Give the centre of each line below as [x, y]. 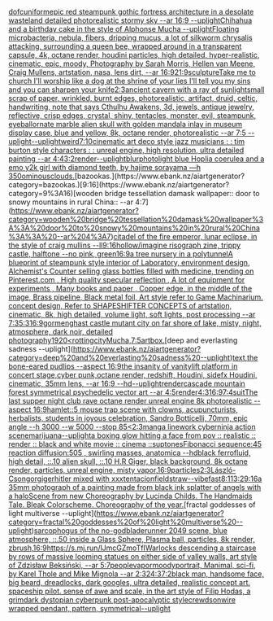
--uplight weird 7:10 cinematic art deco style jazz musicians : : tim [138, 141]
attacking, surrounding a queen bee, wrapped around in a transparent [125, 46]
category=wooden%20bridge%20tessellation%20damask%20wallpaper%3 [136, 219]
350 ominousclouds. [42, 176]
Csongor [23, 479]
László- [223, 470]
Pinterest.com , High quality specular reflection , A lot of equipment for [127, 280]
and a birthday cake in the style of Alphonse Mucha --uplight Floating [124, 29]
